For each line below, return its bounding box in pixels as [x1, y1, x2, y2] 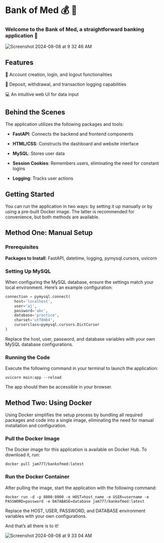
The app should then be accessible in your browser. [5, 384, 113, 390]
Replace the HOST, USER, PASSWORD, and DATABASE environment [5, 507, 145, 514]
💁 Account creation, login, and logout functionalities [5, 71, 112, 77]
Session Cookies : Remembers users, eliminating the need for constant [12, 160, 159, 167]
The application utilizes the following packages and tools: [5, 121, 124, 127]
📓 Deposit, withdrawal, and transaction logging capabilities [5, 82, 127, 88]
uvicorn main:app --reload [5, 375, 62, 380]
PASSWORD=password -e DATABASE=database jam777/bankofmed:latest [5, 499, 144, 504]
